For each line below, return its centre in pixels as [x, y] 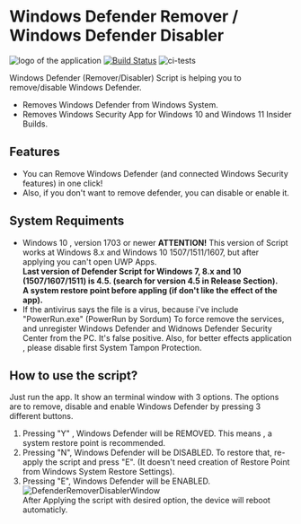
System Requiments [67, 221]
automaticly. [45, 510]
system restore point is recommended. [94, 443]
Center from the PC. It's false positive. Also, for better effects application [157, 337]
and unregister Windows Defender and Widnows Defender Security [147, 328]
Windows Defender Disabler [117, 35]
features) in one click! [62, 183]
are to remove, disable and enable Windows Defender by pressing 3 [135, 406]
